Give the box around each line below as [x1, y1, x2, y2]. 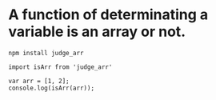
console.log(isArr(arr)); [8, 84, 94, 92]
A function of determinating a [8, 6, 209, 24]
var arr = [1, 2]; [8, 77, 70, 85]
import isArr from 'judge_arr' [8, 62, 113, 71]
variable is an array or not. [8, 22, 186, 41]
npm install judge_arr [8, 49, 84, 57]
